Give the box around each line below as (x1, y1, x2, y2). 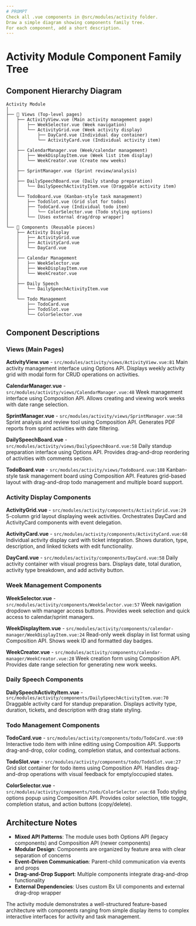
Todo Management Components (6, 721, 100, 729)
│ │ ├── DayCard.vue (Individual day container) (6, 132, 148, 138)
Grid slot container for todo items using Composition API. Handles (6, 764, 165, 771)
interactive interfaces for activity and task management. (6, 913, 141, 920)
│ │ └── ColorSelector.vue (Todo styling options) (6, 209, 153, 215)
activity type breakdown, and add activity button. (6, 567, 125, 574)
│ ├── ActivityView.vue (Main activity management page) (6, 117, 153, 123)
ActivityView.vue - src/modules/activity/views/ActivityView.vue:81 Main (6, 358, 188, 365)
